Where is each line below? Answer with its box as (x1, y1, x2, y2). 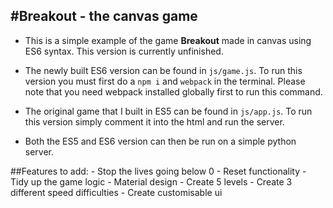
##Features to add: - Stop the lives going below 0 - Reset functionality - (10, 165, 307, 177)
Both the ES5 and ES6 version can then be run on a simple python (24, 135, 297, 147)
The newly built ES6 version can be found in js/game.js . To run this (24, 64, 303, 76)
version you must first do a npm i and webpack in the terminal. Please (24, 75, 306, 87)
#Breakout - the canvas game (10, 8, 198, 25)
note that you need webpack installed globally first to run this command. (24, 85, 323, 98)
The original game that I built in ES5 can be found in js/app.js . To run (24, 105, 313, 117)
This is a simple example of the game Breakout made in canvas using (24, 34, 312, 46)
